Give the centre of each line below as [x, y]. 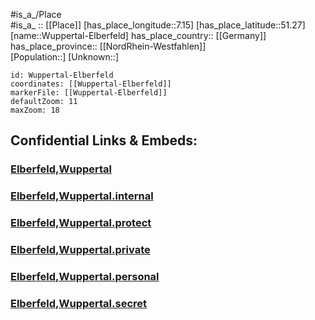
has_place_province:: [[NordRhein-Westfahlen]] [108, 46]
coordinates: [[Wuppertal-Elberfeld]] [91, 84]
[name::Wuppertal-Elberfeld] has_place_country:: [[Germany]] [138, 35]
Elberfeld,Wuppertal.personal [85, 276]
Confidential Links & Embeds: [104, 140]
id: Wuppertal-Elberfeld [62, 75]
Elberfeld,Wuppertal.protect [81, 223]
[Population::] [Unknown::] [65, 57]
